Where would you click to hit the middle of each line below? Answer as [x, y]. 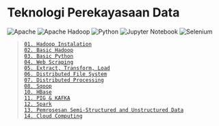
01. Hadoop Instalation [58, 44]
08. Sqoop [38, 86]
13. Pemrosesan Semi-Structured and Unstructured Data [104, 110]
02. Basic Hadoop [49, 50]
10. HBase [38, 92]
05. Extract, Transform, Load [67, 68]
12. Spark [38, 104]
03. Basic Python [49, 56]
